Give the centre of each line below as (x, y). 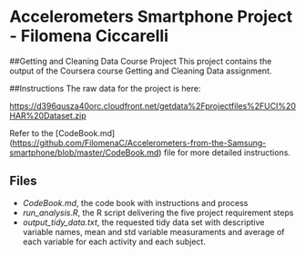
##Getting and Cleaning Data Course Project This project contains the (141, 61)
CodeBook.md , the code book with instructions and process (135, 202)
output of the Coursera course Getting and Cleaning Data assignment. (141, 71)
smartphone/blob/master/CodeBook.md (84, 153)
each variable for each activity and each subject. (114, 241)
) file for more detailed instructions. (225, 153)
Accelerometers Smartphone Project (151, 17)
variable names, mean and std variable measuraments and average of (153, 231)
